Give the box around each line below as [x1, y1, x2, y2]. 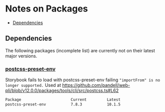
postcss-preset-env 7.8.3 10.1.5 [5, 101, 121, 107]
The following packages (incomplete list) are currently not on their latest [5, 47, 155, 53]
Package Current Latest [5, 97, 121, 102]
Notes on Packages [5, 3, 88, 15]
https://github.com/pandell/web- [62, 82, 130, 88]
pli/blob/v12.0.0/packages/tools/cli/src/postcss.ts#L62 [5, 87, 119, 93]
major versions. [5, 53, 38, 59]
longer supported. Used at [5, 82, 62, 88]
